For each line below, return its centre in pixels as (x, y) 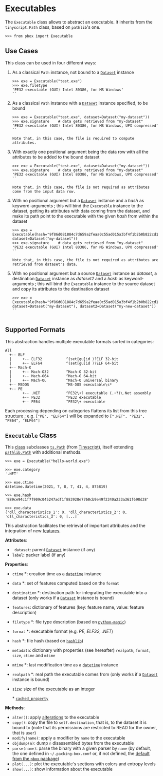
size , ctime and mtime (34, 656)
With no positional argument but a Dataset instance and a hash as (78, 200)
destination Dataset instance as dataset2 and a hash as (68, 278)
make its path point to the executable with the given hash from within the (85, 216)
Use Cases (22, 51)
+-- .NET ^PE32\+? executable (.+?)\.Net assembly (87, 393)
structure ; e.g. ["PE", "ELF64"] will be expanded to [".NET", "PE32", (75, 416)
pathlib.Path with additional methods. (43, 452)
